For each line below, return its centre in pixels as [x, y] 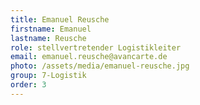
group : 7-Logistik [48, 76]
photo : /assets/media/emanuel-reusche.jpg [100, 66]
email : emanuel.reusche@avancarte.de [89, 57]
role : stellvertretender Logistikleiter [96, 47]
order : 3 [28, 85]
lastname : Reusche [48, 38]
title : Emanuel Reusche [60, 19]
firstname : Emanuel [51, 29]
